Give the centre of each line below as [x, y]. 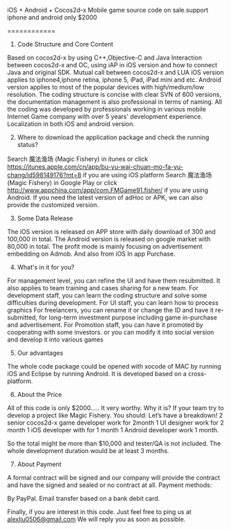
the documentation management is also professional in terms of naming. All [115, 102]
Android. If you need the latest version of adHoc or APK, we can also [105, 197]
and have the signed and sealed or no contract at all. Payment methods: [110, 485]
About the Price [39, 395]
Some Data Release [45, 218]
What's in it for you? [46, 267]
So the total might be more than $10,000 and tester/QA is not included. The [114, 443]
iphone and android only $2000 [52, 17]
